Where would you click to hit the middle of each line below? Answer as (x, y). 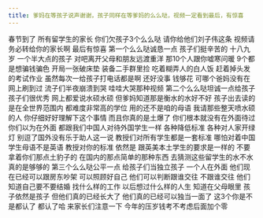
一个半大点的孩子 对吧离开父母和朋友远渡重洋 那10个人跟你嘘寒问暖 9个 (132, 58)
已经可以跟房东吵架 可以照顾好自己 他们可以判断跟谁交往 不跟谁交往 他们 (132, 176)
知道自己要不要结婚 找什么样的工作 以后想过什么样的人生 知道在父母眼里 (125, 187)
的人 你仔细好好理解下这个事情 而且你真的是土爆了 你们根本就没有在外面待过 (132, 117)
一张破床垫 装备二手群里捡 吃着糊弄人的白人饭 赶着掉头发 (157, 68)
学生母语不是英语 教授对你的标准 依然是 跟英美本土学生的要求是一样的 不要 (129, 147)
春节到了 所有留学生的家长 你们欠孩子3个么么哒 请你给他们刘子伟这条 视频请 (131, 39)
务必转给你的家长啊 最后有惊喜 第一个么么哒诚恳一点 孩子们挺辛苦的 (118, 49)
